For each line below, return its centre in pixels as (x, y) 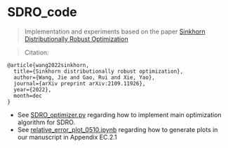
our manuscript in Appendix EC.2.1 (67, 137)
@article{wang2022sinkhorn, (48, 65)
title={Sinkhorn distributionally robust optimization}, (99, 71)
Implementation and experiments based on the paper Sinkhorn (115, 31)
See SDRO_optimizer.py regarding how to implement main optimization (120, 114)
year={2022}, (33, 89)
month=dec (28, 96)
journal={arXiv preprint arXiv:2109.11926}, (80, 83)
